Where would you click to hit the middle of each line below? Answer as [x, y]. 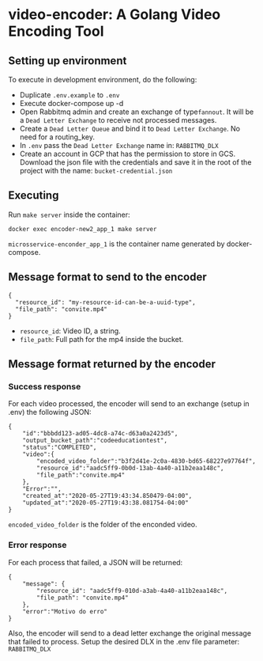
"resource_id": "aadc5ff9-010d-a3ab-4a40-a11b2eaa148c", [132, 591]
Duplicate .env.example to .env [70, 95]
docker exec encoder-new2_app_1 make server [83, 229]
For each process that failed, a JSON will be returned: [96, 562]
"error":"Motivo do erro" [65, 611]
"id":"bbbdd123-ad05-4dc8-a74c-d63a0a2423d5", [100, 434]
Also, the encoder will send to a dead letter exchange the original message [130, 633]
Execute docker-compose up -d [71, 103]
